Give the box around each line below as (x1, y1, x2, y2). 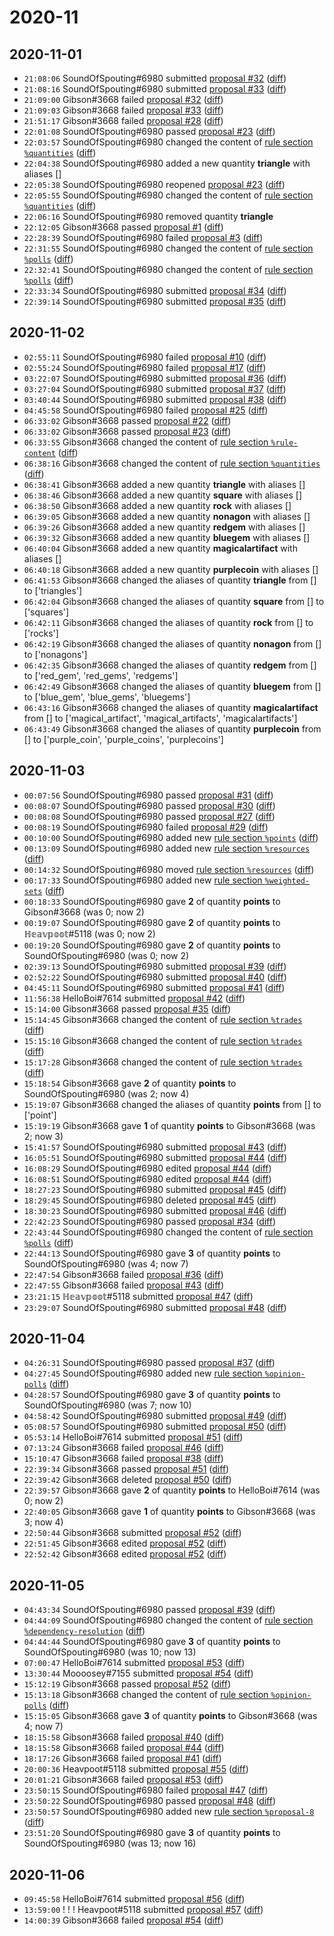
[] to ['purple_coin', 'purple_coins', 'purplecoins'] (23, 733, 224, 745)
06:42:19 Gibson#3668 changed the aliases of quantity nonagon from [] (23, 637, 322, 650)
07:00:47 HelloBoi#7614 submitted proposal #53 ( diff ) (23, 1657, 246, 1669)
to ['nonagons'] (23, 648, 88, 660)
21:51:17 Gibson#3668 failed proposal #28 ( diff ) (23, 115, 224, 126)
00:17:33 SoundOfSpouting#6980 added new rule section (23, 874, 263, 886)
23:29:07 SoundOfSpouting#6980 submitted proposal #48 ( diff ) (23, 1301, 287, 1313)
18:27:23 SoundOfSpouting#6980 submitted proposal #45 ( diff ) (23, 1183, 287, 1195)
